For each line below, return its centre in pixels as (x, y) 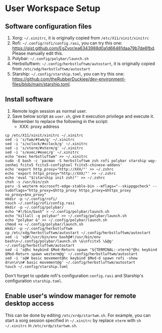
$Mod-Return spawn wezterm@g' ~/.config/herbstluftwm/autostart (71, 254)
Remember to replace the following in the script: (60, 121)
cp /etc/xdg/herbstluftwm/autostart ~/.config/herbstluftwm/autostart (78, 233)
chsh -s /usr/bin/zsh (27, 182)
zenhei (12, 165)
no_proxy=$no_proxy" (26, 195)
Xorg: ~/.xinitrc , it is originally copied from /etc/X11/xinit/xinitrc (81, 38)
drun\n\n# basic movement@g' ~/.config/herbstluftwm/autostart (70, 262)
